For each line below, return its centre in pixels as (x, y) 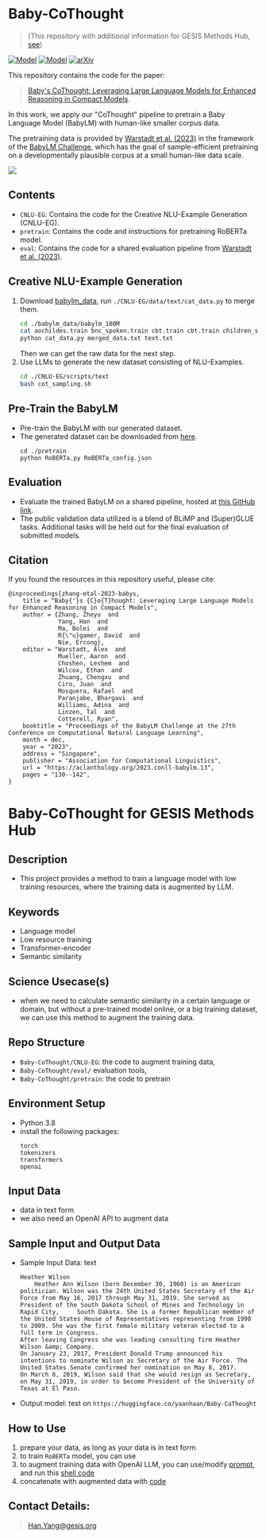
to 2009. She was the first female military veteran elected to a (132, 1326)
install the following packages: (69, 1131)
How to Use (37, 1428)
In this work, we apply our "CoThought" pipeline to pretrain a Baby (117, 114)
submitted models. (50, 535)
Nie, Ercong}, (81, 643)
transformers (41, 1159)
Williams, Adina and (94, 705)
